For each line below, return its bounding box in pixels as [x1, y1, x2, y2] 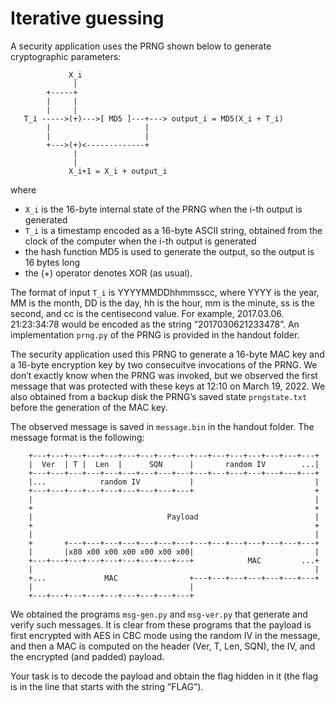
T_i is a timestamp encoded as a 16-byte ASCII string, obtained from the [24, 224, 323, 236]
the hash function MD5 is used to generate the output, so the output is [24, 245, 315, 257]
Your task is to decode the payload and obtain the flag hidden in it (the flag [10, 670, 319, 682]
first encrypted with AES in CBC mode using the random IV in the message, [10, 629, 321, 641]
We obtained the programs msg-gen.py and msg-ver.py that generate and [10, 608, 308, 620]
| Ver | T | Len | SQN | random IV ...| [28, 459, 320, 469]
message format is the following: [10, 431, 145, 443]
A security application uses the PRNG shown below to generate [10, 40, 272, 52]
